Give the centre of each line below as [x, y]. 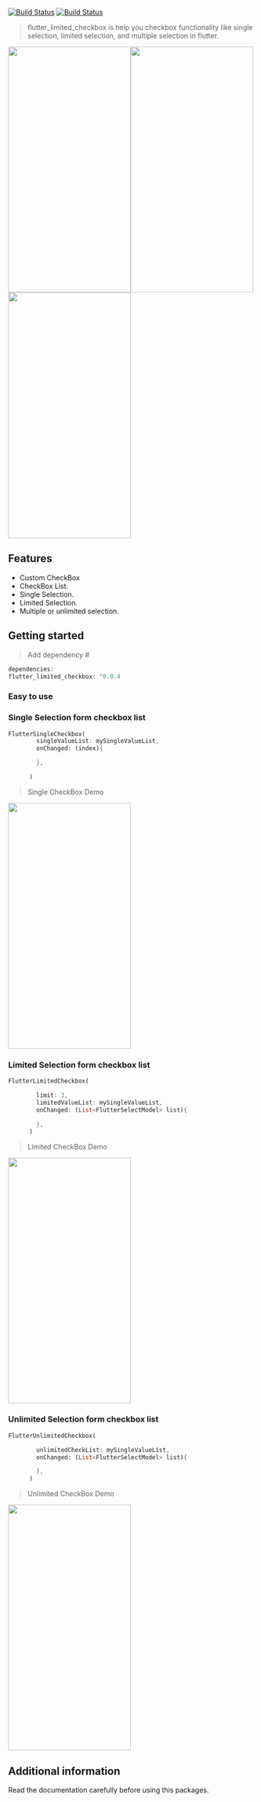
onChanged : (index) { [70, 748]
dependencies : [31, 669]
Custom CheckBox [49, 577]
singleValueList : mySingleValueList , [98, 741]
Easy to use [31, 697]
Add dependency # [58, 655]
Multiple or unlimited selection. [69, 611]
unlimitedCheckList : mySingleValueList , [103, 1450]
